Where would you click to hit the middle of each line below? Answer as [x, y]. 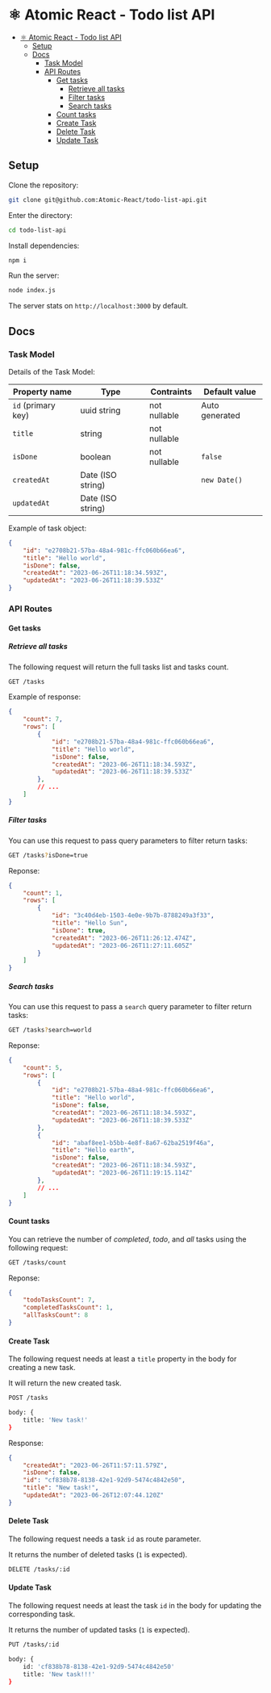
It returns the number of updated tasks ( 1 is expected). [99, 1630]
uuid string [100, 410]
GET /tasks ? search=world [50, 1030]
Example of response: [45, 697]
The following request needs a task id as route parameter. [105, 1539]
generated [221, 415]
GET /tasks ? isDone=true [48, 855]
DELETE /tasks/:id [39, 1569]
